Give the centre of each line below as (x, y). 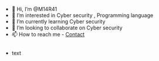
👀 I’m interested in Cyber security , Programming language (82, 15)
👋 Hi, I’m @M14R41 (34, 9)
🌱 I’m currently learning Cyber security (58, 21)
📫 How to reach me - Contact (48, 34)
